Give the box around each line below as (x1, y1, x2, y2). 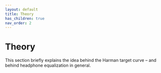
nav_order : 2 (5, 20, 32, 26)
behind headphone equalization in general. (5, 62, 91, 68)
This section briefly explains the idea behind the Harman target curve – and (5, 58, 157, 63)
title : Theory (5, 12, 34, 16)
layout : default (5, 7, 38, 12)
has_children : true (5, 16, 45, 21)
